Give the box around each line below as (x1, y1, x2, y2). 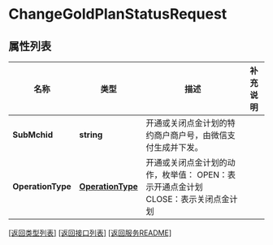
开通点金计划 (154, 182, 203, 192)
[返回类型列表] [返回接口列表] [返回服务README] (8, 228, 172, 238)
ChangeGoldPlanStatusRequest (8, 5, 227, 24)
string (79, 129, 103, 140)
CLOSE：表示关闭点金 (145, 194, 230, 204)
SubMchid (12, 129, 54, 140)
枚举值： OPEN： (162, 170, 228, 180)
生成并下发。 (154, 142, 203, 153)
